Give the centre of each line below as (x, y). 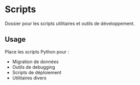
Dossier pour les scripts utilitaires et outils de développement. (70, 23)
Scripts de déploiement (37, 72)
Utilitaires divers (29, 78)
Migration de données (36, 62)
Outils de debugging (34, 67)
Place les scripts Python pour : (37, 51)
